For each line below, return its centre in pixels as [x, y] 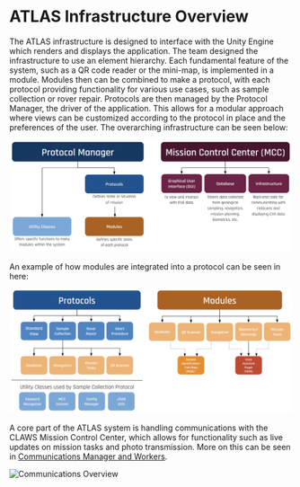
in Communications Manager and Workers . [88, 456]
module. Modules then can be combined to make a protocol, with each [140, 79]
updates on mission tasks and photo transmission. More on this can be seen [150, 447]
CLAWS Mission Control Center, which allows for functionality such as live [146, 437]
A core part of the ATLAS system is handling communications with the [139, 428]
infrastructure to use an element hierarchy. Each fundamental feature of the [149, 60]
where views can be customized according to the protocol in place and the [147, 118]
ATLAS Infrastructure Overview [129, 17]
